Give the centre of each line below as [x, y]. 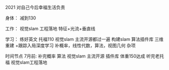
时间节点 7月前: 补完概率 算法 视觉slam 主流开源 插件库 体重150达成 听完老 [82, 56]
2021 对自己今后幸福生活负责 [35, 7]
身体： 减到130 [21, 18]
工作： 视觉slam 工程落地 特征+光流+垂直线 [50, 28]
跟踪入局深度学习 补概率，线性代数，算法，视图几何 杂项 [77, 45]
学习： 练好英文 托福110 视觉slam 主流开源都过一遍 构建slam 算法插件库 [79, 39]
